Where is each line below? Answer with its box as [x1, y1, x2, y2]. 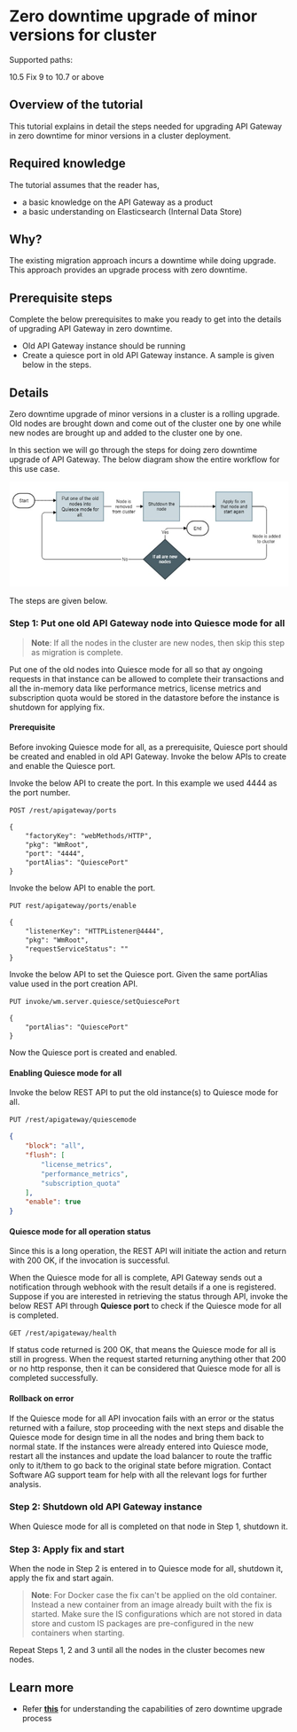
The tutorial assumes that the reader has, [9, 179, 160, 190]
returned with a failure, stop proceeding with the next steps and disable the [9, 1422, 284, 1433]
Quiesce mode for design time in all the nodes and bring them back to [9, 1431, 264, 1442]
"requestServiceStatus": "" [25, 944, 129, 954]
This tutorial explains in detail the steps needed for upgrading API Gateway [9, 121, 282, 131]
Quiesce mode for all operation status [9, 1226, 151, 1236]
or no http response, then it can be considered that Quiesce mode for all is [9, 1363, 281, 1374]
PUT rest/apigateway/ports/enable [9, 902, 137, 911]
